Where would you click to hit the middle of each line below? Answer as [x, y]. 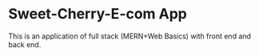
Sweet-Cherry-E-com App [98, 14]
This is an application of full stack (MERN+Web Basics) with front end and [130, 36]
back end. [25, 44]
